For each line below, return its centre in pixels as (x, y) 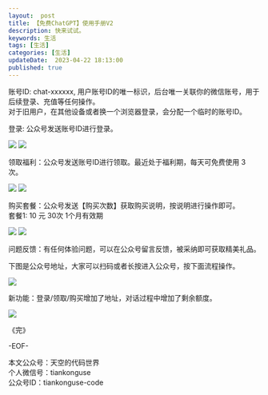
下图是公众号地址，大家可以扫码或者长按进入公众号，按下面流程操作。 (124, 265)
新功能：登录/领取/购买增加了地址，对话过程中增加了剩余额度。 (113, 297)
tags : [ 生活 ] (29, 46)
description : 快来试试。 (47, 30)
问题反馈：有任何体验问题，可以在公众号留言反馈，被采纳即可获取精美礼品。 (134, 249)
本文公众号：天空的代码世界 (54, 362)
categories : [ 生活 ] (40, 53)
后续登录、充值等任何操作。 (54, 102)
